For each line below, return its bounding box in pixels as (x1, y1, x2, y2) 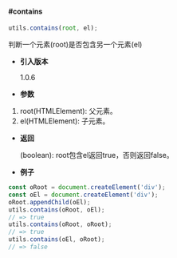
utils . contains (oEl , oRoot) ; (8, 236, 105, 244)
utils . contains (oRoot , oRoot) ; (8, 220, 112, 228)
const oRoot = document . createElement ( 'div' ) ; (8, 183, 166, 191)
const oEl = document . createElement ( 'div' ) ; (8, 191, 159, 199)
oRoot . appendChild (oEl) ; (8, 198, 91, 206)
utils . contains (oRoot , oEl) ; (8, 205, 105, 214)
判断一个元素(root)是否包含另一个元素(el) (8, 40, 143, 50)
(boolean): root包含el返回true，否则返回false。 (19, 151, 174, 160)
